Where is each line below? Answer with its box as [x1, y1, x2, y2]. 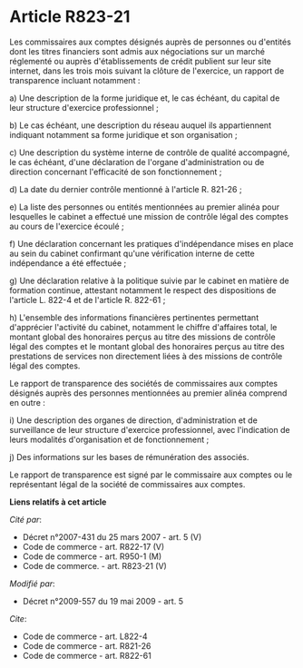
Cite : [9, 613, 27, 624]
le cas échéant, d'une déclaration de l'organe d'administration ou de [9, 156, 265, 167]
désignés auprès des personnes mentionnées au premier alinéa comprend [9, 388, 288, 398]
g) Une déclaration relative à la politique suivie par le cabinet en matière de [9, 275, 289, 286]
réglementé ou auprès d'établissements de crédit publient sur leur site [9, 55, 272, 66]
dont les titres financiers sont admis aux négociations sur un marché [9, 45, 266, 56]
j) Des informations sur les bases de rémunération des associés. [9, 451, 249, 462]
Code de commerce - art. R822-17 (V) [22, 541, 165, 552]
